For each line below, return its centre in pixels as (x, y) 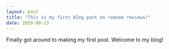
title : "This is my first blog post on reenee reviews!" (79, 17)
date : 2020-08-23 (28, 23)
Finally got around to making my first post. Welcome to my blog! (85, 40)
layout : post (22, 12)
